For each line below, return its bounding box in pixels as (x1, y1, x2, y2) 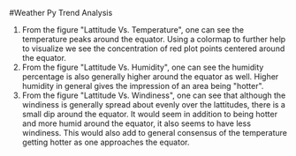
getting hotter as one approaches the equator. (21, 137, 190, 147)
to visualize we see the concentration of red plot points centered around (21, 43, 285, 54)
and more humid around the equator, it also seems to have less (21, 118, 252, 129)
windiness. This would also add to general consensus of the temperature (21, 128, 287, 137)
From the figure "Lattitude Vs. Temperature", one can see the (21, 25, 245, 34)
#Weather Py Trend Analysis (9, 8, 113, 18)
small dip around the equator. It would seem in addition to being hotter (21, 109, 278, 119)
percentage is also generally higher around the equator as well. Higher (21, 71, 279, 82)
